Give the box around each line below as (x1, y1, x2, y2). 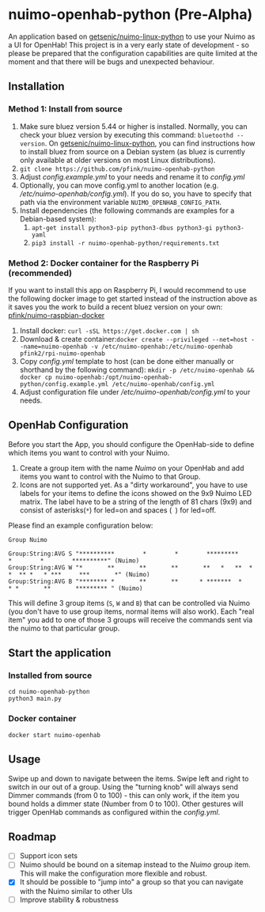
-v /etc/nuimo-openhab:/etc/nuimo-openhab (90, 342, 233, 350)
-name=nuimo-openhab (19, 342, 88, 350)
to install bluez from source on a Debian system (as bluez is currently (19, 146, 245, 156)
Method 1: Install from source (8, 104, 123, 115)
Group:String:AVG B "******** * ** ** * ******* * (8, 577, 243, 585)
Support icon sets (19, 851, 78, 861)
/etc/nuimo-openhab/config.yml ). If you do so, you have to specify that (19, 188, 252, 199)
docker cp (19, 373, 53, 381)
